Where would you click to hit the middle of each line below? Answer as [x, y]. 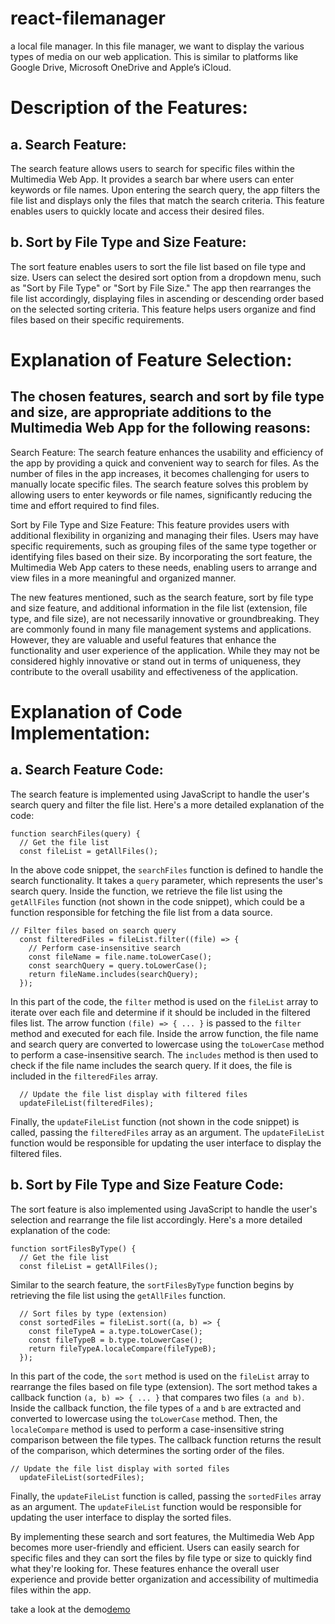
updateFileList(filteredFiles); [87, 1103]
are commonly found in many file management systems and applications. [161, 629]
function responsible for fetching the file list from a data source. [141, 912]
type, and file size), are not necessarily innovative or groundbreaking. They [165, 618]
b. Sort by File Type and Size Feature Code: [147, 1185]
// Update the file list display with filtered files [133, 1094]
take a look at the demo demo [70, 1609]
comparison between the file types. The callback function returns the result [166, 1439]
